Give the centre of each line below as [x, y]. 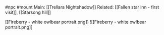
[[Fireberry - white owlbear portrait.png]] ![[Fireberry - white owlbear [76, 22]
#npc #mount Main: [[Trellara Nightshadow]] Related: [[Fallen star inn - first [82, 7]
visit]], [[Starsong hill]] [28, 12]
